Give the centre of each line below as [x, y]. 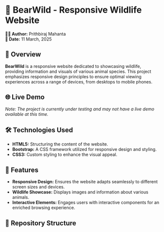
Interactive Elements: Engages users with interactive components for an [86, 203]
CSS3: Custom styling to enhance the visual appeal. [65, 155]
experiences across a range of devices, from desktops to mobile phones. [79, 82]
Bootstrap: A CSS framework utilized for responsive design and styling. [84, 149]
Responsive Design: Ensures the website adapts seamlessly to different [85, 182]
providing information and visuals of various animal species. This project [78, 71]
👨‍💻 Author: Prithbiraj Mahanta [35, 34]
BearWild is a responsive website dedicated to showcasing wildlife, [73, 66]
